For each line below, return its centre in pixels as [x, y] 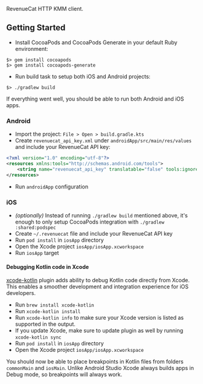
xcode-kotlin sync [38, 338]
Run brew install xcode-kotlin [55, 305]
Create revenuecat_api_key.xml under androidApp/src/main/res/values [103, 141]
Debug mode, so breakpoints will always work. [64, 374]
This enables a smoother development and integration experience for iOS [98, 286]
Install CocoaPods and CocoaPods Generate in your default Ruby [96, 42]
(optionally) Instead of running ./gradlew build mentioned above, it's [101, 215]
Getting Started [36, 28]
